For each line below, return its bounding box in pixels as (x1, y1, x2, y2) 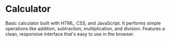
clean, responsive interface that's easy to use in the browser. (5, 31, 135, 37)
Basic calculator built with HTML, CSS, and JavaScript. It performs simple (5, 20, 161, 26)
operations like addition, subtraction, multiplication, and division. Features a (5, 25, 165, 31)
